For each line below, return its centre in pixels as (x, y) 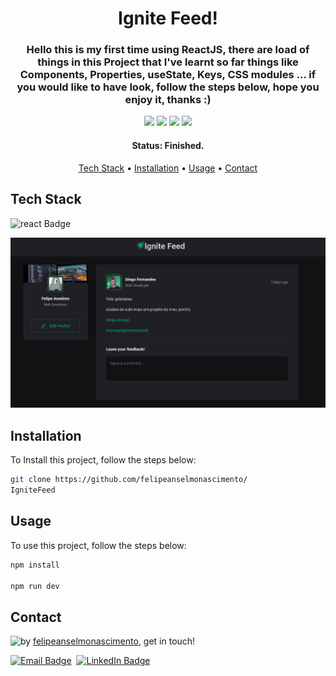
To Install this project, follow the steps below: (103, 460)
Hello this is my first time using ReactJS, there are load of (168, 50)
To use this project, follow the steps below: (98, 545)
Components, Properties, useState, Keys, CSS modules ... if (168, 75)
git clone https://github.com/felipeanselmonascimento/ (129, 480)
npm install (35, 565)
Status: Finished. (168, 146)
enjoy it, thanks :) (168, 100)
